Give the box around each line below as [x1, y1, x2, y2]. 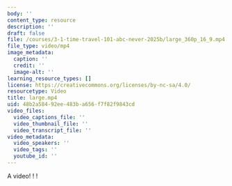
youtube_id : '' [13, 153, 58, 160]
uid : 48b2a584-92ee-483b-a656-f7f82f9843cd [7, 101, 135, 108]
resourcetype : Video [7, 88, 67, 95]
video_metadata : [7, 133, 54, 140]
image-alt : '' [13, 68, 54, 75]
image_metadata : [7, 49, 54, 56]
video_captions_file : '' [13, 114, 85, 121]
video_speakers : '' [13, 140, 70, 147]
